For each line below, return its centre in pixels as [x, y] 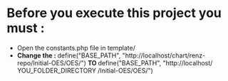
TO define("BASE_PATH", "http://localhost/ [150, 63]
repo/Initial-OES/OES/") [52, 63]
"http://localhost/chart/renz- [164, 55]
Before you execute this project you [114, 13]
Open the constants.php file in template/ [76, 48]
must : [26, 28]
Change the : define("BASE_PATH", [69, 55]
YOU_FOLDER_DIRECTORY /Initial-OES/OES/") [85, 70]
